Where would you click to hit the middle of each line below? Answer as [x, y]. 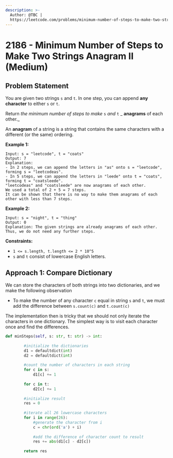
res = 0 [32, 403]
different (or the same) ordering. [39, 135]
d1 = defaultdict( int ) [48, 350]
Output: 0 [16, 223]
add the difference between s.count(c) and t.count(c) [71, 306]
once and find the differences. [37, 327]
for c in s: [37, 370]
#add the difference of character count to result [88, 437]
